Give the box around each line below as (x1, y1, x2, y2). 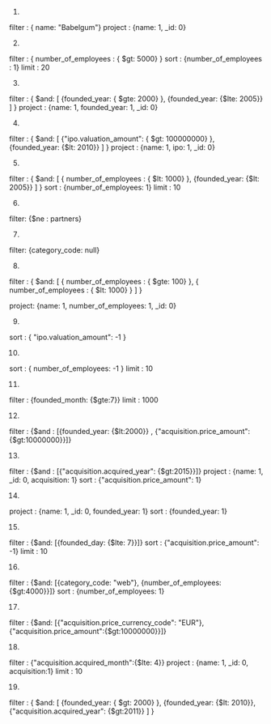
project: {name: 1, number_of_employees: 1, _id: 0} (9, 301, 177, 310)
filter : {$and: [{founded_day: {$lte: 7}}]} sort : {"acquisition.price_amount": (9, 538, 260, 547)
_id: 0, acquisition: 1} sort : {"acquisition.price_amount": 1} (9, 475, 201, 484)
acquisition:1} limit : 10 (9, 667, 83, 675)
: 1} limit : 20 (9, 62, 50, 72)
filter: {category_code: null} (9, 245, 100, 254)
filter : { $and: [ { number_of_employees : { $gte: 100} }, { (9, 277, 199, 286)
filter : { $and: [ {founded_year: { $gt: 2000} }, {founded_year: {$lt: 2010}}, (9, 698, 256, 707)
